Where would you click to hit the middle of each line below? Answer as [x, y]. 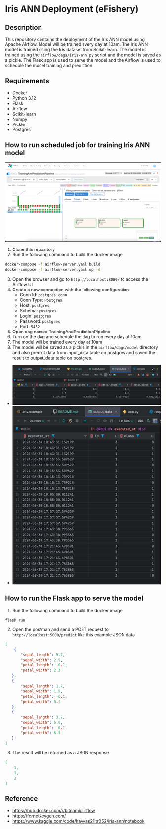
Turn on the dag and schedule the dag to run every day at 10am [77, 336]
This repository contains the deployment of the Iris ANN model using [75, 39]
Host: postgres [35, 305]
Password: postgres [40, 321]
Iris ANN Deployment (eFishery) [72, 9]
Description [23, 27]
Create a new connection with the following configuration [71, 290]
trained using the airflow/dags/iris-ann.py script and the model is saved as [83, 55]
